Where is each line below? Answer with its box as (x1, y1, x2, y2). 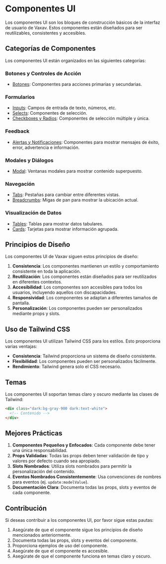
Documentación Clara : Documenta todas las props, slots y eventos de (12, 485, 157, 491)
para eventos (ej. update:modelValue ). (12, 479, 89, 485)
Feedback (5, 128, 30, 135)
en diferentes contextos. (12, 279, 62, 285)
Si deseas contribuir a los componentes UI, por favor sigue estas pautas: (5, 517, 154, 523)
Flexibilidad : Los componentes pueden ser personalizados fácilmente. (12, 358, 157, 364)
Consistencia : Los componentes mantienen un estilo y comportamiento (12, 263, 160, 269)
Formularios (5, 93, 35, 100)
